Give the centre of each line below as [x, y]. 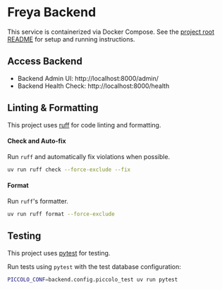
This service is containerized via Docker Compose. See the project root [111, 32]
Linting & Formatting [53, 108]
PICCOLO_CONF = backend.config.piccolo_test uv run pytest [93, 279]
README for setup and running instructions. [71, 39]
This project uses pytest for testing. [59, 253]
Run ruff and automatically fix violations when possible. [89, 156]
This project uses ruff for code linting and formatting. [84, 125]
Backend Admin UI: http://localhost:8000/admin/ [88, 78]
